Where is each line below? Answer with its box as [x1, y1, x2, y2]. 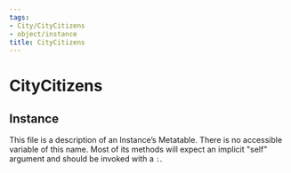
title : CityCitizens [9, 37, 86, 47]
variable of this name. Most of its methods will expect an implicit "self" [9, 144, 268, 155]
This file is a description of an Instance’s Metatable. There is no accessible [9, 135, 283, 145]
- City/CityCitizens [9, 21, 86, 30]
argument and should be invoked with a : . [9, 153, 163, 164]
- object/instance [9, 29, 77, 38]
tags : [9, 12, 29, 22]
